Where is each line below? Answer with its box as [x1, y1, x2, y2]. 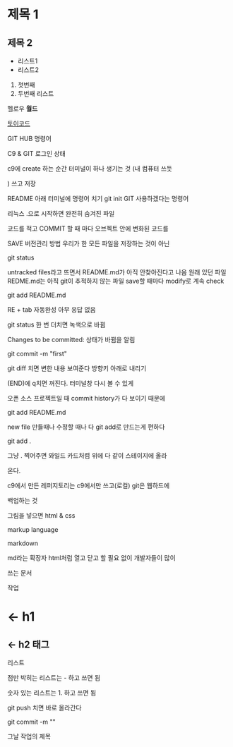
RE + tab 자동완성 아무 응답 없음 [7, 305, 97, 314]
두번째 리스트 [17, 90, 54, 97]
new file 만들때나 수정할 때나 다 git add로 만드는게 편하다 [7, 423, 165, 431]
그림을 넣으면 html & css [7, 511, 76, 519]
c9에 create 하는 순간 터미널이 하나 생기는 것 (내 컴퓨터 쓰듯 [7, 164, 173, 173]
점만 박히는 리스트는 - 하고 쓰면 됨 [7, 674, 101, 681]
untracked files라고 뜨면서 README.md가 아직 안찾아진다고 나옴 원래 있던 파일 [7, 268, 227, 276]
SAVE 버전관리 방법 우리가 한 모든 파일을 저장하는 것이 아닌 [7, 239, 170, 248]
